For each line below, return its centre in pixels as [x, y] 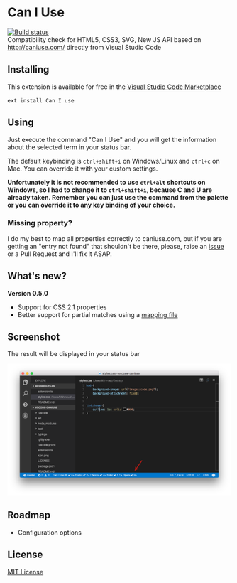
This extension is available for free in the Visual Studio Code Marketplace [114, 87]
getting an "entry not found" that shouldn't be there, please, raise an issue [116, 246]
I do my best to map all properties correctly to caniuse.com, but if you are [115, 238]
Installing [28, 69]
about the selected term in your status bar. [70, 147]
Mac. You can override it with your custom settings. [83, 169]
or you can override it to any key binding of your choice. [92, 205]
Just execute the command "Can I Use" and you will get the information [112, 139]
